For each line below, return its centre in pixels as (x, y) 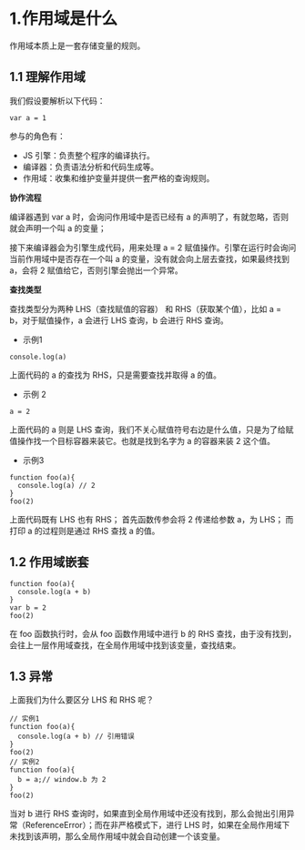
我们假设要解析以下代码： (57, 100)
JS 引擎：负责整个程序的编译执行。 (88, 155)
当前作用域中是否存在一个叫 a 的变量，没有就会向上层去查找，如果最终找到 (149, 258)
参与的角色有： (37, 136)
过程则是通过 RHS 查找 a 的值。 (101, 531)
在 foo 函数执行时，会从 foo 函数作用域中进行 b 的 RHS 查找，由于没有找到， (153, 633)
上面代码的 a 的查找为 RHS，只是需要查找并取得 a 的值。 (115, 375)
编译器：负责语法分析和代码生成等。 (91, 167)
